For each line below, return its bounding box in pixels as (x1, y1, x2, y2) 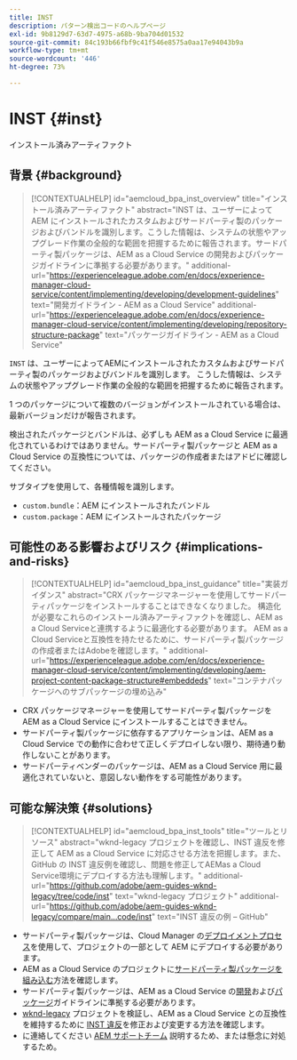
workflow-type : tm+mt (9, 46, 90, 55)
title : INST (9, 12, 53, 22)
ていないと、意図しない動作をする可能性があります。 (52, 772, 246, 783)
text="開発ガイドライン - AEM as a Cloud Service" (30, 299, 215, 309)
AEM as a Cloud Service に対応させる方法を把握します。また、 (56, 848, 286, 859)
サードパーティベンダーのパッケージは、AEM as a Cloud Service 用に (21, 761, 276, 772)
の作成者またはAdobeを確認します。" (30, 646, 168, 656)
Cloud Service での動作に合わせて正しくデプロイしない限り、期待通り (21, 739, 278, 750)
